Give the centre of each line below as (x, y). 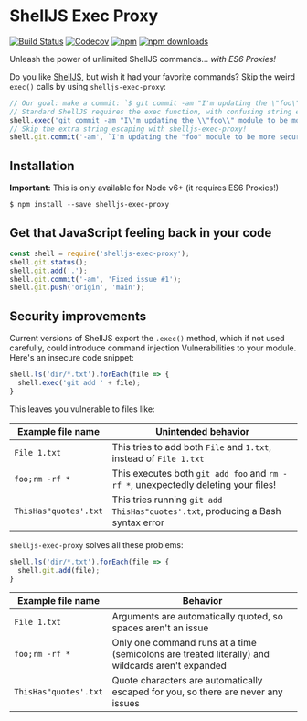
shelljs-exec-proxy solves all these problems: (97, 544)
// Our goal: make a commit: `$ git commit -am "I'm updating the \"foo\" (155, 103)
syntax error (138, 522)
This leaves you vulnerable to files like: (82, 409)
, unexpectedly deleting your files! (204, 484)
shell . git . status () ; (49, 262)
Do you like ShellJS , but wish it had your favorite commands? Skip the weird (152, 76)
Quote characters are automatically (187, 681)
